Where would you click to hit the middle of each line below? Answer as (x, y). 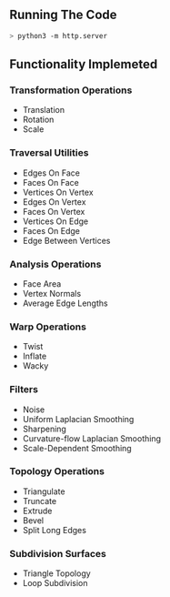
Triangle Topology (56, 573)
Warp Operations (48, 327)
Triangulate (44, 491)
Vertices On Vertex (58, 192)
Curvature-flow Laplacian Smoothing (92, 438)
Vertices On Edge (55, 221)
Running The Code (63, 15)
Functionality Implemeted (84, 64)
